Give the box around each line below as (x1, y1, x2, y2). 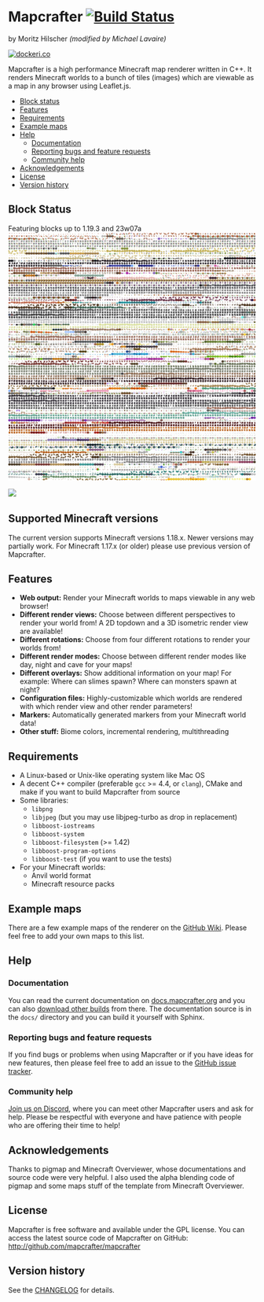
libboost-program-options (31, 847, 116, 855)
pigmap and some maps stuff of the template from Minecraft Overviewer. (8, 1181, 245, 1191)
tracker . (8, 1066, 33, 1075)
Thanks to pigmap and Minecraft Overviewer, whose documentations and (8, 1164, 246, 1174)
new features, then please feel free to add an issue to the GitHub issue (8, 1058, 236, 1068)
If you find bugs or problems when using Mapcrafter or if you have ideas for (8, 1049, 254, 1059)
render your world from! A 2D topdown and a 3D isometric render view (19, 618, 249, 628)
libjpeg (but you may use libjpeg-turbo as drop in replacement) (31, 813, 238, 822)
